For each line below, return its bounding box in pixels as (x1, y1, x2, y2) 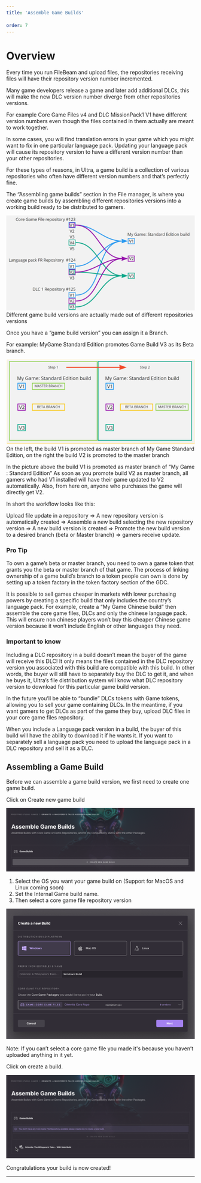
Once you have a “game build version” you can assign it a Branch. (6, 329, 169, 336)
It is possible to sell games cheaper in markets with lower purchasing (6, 590, 176, 598)
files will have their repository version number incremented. (6, 75, 153, 82)
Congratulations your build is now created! (6, 1164, 111, 1171)
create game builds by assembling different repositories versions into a (6, 197, 181, 204)
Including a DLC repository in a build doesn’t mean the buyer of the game (6, 651, 187, 658)
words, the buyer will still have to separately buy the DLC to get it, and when (6, 670, 194, 677)
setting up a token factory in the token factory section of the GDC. (6, 579, 169, 586)
